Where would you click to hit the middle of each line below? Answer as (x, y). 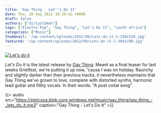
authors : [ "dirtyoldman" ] (31, 23)
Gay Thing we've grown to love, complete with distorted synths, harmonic (79, 80)
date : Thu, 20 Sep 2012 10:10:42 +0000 (45, 14)
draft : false (18, 19)
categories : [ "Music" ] (28, 32)
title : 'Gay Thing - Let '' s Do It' (41, 9)
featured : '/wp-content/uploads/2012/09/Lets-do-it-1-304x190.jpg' (75, 41)
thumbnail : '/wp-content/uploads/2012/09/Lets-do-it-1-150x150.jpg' (76, 37)
